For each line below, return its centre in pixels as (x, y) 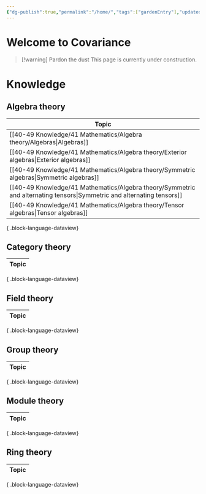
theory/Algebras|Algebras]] (49, 142)
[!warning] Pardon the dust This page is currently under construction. (109, 60)
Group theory (32, 349)
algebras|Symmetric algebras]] (54, 177)
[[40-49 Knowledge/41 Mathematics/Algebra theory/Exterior (98, 152)
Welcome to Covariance (69, 42)
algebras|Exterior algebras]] (50, 160)
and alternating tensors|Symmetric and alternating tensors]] (96, 195)
